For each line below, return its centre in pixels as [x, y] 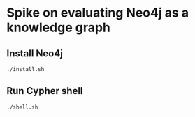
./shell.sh [22, 107]
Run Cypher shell [45, 91]
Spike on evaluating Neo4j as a [98, 13]
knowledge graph [59, 28]
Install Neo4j [35, 53]
